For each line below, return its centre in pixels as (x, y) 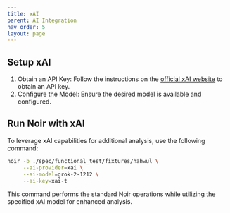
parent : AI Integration (42, 20)
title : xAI (23, 14)
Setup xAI (29, 62)
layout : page (26, 34)
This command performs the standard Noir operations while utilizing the (111, 194)
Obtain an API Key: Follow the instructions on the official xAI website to (120, 79)
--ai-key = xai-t (45, 181)
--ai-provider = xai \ (53, 168)
